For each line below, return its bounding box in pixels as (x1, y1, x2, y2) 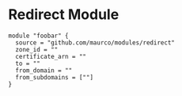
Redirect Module (8, 6, 119, 24)
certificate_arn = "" (15, 52, 87, 60)
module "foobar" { (8, 32, 69, 40)
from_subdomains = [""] (15, 73, 93, 81)
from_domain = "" (15, 66, 73, 75)
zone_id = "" (15, 45, 59, 53)
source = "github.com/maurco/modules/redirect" (15, 38, 176, 47)
